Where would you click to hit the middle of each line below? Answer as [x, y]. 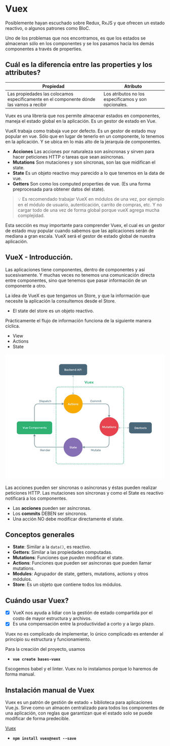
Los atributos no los [124, 94]
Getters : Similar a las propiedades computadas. [62, 552]
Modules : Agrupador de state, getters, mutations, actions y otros [80, 574]
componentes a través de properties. [44, 49]
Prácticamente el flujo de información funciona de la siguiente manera [78, 320]
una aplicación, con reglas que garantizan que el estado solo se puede [79, 713]
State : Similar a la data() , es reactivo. [52, 547]
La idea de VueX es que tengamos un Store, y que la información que [78, 295]
